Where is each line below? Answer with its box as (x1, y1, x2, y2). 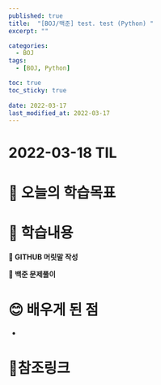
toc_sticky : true (8, 86, 67, 94)
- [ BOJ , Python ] (15, 64, 70, 73)
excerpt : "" (8, 27, 49, 35)
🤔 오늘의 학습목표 (8, 183, 116, 202)
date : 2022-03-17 (8, 101, 67, 109)
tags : (8, 57, 27, 65)
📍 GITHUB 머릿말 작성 (8, 252, 78, 262)
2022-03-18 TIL (8, 143, 117, 162)
